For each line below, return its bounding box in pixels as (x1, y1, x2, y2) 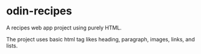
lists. (6, 42, 18, 49)
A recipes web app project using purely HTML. (6, 24, 122, 31)
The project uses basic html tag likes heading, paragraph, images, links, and (6, 35, 195, 43)
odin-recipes (6, 4, 72, 18)
